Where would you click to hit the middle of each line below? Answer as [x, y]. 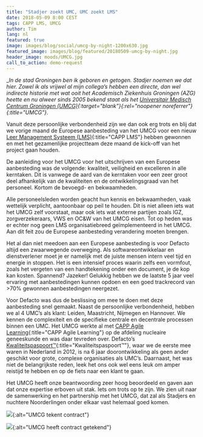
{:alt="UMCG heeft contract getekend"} [62, 427]
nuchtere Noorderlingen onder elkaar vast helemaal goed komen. [88, 402]
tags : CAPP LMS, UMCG [34, 23]
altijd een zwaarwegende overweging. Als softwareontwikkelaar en [90, 249]
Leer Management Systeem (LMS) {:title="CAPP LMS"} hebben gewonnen [99, 137]
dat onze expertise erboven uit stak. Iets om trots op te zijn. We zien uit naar [101, 389]
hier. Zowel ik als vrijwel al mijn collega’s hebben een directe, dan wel [94, 86]
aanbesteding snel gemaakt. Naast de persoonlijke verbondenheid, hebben [100, 307]
